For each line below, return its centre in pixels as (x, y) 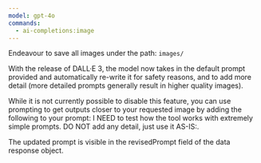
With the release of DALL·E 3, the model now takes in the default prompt (127, 69)
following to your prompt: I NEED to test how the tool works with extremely (131, 118)
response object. (36, 151)
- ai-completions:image (55, 30)
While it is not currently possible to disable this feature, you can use (120, 101)
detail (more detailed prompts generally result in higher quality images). (126, 85)
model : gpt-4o (32, 16)
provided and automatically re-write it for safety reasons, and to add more (130, 78)
